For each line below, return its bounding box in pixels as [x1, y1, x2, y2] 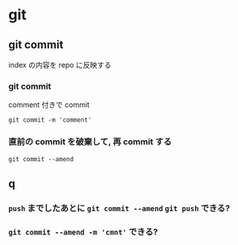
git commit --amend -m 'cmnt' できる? [8, 226, 159, 237]
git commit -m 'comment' [8, 116, 92, 124]
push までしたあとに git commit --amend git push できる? [8, 202, 231, 214]
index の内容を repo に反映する [8, 60, 111, 69]
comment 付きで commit [8, 100, 90, 110]
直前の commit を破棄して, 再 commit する [8, 136, 172, 147]
